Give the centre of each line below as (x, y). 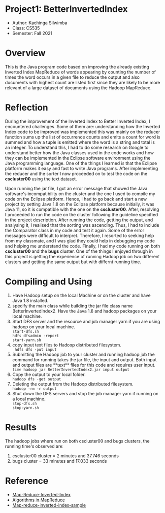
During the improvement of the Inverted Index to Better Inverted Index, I (78, 121)
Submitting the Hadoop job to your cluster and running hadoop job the (83, 354)
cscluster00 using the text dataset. (41, 179)
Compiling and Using (49, 281)
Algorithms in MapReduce (38, 500)
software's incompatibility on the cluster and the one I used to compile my (80, 194)
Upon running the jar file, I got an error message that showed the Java (76, 188)
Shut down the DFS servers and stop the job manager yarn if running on (85, 393)
